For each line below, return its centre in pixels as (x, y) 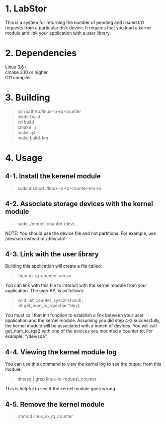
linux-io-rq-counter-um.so (44, 276)
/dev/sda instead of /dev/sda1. (36, 238)
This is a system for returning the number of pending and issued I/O (75, 22)
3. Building (28, 98)
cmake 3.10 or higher (27, 72)
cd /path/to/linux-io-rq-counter (49, 111)
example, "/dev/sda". (27, 336)
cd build (26, 122)
